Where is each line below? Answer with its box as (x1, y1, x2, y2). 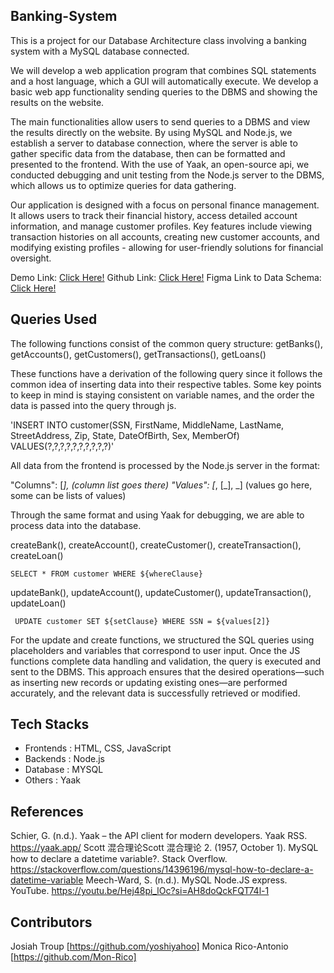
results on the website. (10, 96, 105, 108)
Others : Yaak (24, 774, 82, 786)
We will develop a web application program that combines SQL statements (10, 64, 317, 76)
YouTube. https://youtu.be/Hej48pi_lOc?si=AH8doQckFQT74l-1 (10, 885, 270, 897)
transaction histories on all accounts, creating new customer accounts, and (10, 230, 320, 243)
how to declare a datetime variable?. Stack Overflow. (10, 853, 228, 865)
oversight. (10, 252, 52, 264)
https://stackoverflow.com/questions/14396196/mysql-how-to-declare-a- (10, 864, 314, 876)
